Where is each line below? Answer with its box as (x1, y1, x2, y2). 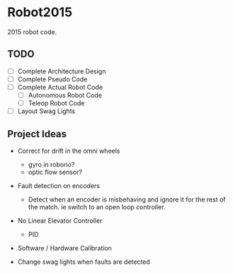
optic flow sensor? (28, 168, 83, 176)
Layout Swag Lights (17, 107, 76, 115)
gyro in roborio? (28, 160, 75, 168)
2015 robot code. (7, 28, 57, 36)
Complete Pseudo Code (17, 75, 88, 83)
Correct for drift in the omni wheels (17, 146, 120, 155)
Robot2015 (7, 4, 73, 21)
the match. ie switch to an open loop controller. (28, 202, 166, 211)
